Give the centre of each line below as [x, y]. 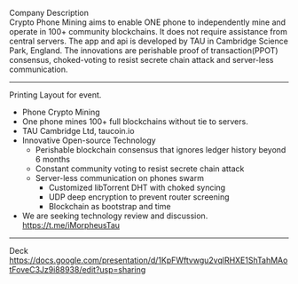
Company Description [49, 13]
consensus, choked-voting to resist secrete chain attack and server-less [141, 60]
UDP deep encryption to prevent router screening [139, 197]
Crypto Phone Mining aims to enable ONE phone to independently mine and [148, 22]
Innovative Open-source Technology [89, 140]
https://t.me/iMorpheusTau [71, 225]
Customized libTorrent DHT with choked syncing [137, 187]
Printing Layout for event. [55, 95]
